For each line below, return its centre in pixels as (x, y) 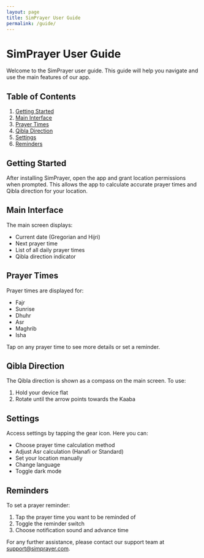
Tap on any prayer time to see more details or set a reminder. (83, 346)
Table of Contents (41, 97)
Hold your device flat (42, 392)
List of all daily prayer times (50, 250)
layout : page (23, 12)
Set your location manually (49, 458)
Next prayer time (36, 243)
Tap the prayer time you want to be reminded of (75, 517)
